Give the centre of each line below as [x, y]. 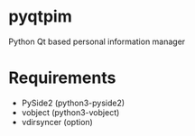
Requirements [62, 78]
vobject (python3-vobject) [70, 112]
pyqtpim [41, 17]
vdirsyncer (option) [57, 122]
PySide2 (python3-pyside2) [73, 103]
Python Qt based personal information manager [97, 41]
